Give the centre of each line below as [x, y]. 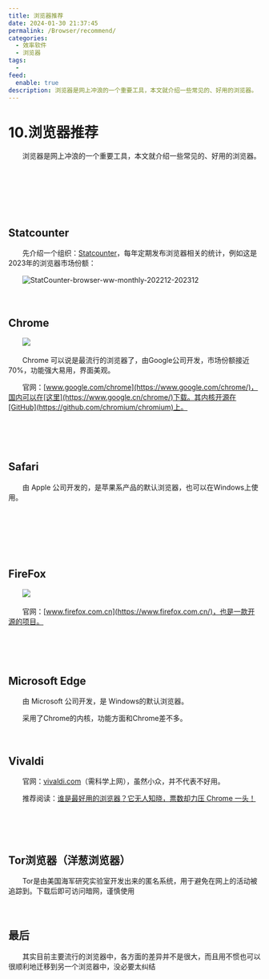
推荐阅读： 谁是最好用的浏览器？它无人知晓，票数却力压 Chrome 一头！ [139, 799]
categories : [28, 38]
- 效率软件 [31, 46]
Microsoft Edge [47, 681]
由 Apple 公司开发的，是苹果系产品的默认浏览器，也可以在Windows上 [137, 487]
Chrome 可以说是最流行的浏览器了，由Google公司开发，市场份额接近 [136, 360]
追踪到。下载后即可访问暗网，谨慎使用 [71, 891]
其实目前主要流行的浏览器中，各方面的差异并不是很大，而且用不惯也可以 [141, 956]
